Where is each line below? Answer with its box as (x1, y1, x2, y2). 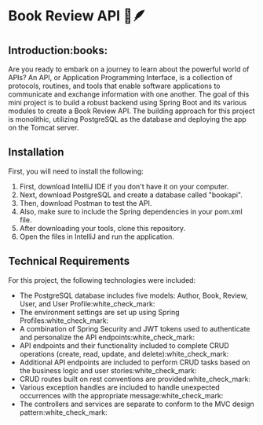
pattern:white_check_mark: (19, 407, 108, 417)
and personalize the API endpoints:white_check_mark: (19, 332, 195, 342)
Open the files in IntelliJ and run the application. (19, 232, 175, 241)
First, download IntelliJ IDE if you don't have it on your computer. (19, 181, 229, 191)
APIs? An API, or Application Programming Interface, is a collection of (8, 73, 233, 82)
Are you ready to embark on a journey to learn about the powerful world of (8, 64, 250, 74)
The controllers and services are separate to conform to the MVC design (19, 399, 255, 409)
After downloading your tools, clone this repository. (19, 223, 186, 233)
